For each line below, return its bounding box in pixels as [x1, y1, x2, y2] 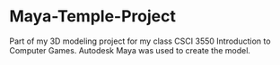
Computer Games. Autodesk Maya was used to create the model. [9, 45, 251, 55]
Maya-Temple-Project [9, 6, 177, 27]
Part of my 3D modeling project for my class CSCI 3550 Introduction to [9, 36, 271, 46]
